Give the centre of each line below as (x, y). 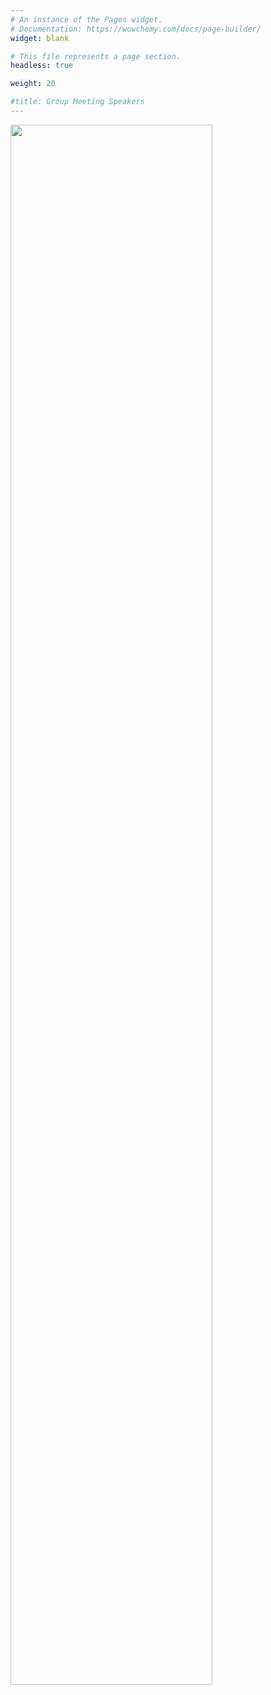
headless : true (42, 66)
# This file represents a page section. (96, 56)
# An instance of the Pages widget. (86, 19)
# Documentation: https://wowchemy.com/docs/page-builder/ (136, 29)
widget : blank (40, 38)
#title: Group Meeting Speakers (77, 102)
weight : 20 (33, 84)
